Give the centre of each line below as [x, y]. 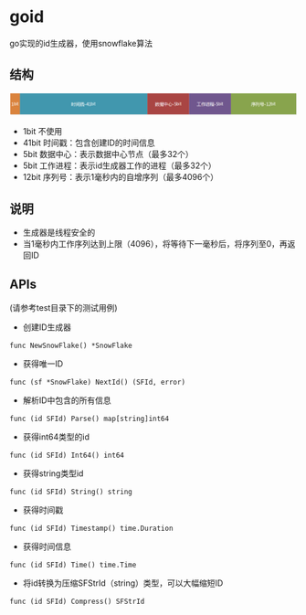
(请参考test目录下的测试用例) [63, 307]
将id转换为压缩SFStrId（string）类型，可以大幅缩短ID [123, 583]
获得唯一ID [43, 364]
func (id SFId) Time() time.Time [73, 565]
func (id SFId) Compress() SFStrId [77, 601]
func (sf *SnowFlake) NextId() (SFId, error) [97, 382]
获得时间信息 [47, 546]
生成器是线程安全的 [59, 232]
